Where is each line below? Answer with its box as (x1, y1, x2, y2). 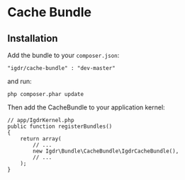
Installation (7, 32, 58, 44)
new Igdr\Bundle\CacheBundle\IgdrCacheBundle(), (33, 148, 179, 155)
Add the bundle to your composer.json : (7, 51, 120, 59)
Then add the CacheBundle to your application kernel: (7, 103, 165, 112)
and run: (7, 77, 32, 85)
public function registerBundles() (7, 123, 113, 130)
